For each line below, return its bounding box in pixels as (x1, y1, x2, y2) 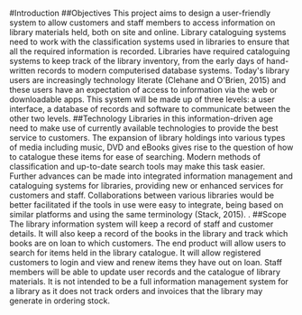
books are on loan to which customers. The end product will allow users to (9, 238, 287, 248)
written (9, 65, 36, 76)
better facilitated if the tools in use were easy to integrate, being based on (9, 199, 284, 210)
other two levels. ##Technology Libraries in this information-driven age (9, 113, 273, 124)
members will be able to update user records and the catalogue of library (9, 266, 281, 277)
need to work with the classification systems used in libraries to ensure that (9, 36, 290, 47)
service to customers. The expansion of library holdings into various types (9, 133, 286, 143)
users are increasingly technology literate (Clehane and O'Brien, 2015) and (9, 75, 287, 85)
